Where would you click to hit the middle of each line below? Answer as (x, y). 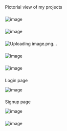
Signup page (18, 102)
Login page (16, 80)
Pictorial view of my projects (34, 7)
